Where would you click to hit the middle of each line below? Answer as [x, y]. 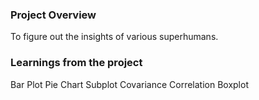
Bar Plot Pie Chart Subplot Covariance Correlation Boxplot [129, 84]
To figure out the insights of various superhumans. [114, 37]
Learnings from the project [76, 63]
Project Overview [53, 15]
